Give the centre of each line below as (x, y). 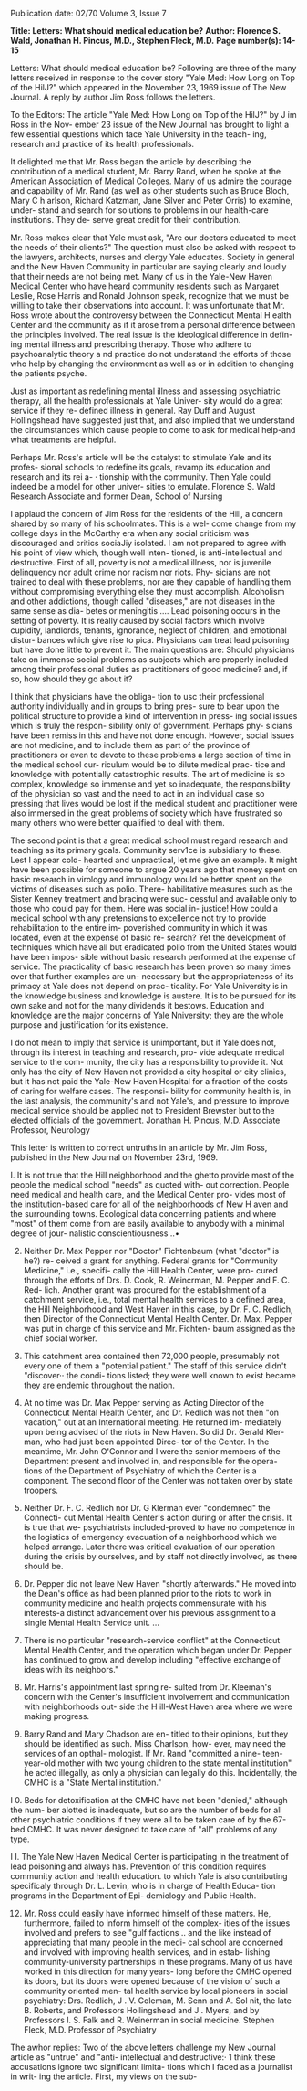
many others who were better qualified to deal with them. (118, 823)
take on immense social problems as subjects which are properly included (149, 660)
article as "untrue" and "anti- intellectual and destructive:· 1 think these (143, 2057)
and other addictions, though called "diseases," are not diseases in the (143, 601)
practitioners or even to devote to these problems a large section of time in (150, 755)
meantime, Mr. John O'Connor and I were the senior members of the (152, 1451)
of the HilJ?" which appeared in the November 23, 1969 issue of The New (148, 87)
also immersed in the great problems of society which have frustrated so (147, 813)
